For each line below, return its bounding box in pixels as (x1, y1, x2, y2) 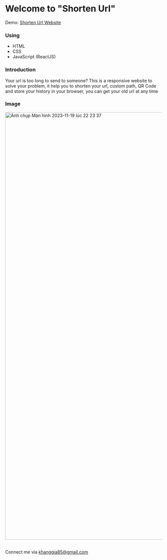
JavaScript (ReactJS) (12, 54, 56, 60)
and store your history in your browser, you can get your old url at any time (5, 88, 158, 94)
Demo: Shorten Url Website (5, 19, 61, 25)
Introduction (5, 66, 36, 73)
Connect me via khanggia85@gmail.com (5, 549, 88, 555)
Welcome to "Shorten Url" (5, 3, 116, 14)
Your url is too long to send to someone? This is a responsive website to (5, 78, 153, 84)
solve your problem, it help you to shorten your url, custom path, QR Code (5, 83, 157, 89)
